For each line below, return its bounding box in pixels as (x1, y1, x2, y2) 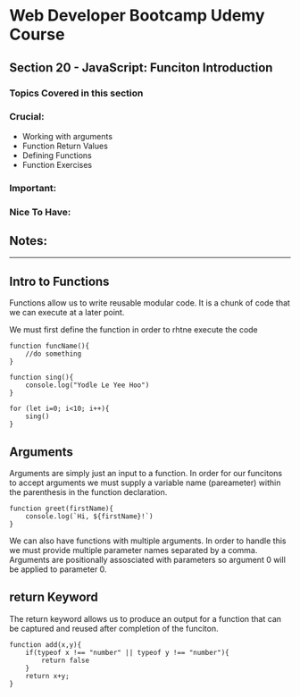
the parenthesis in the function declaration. (9, 487, 168, 498)
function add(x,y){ (9, 640, 82, 649)
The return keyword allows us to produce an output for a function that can (9, 613, 282, 624)
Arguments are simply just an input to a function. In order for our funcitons (9, 468, 283, 479)
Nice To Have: (9, 206, 71, 218)
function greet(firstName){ (9, 504, 114, 514)
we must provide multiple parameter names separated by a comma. (9, 545, 258, 556)
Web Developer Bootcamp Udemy (9, 5, 265, 26)
